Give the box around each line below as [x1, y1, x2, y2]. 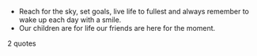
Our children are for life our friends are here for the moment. [18, 24, 216, 32]
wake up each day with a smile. [18, 15, 122, 24]
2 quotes [7, 39, 36, 48]
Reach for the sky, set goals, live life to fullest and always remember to [18, 7, 250, 16]
